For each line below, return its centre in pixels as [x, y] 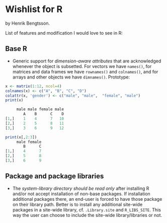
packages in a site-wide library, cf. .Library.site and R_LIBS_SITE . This [87, 209]
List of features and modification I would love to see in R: [64, 33]
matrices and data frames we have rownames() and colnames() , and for [85, 71]
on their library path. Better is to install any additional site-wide [77, 204]
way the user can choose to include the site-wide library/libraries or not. [87, 215]
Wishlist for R [34, 9]
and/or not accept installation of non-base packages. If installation [81, 194]
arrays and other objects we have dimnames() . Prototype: [71, 77]
